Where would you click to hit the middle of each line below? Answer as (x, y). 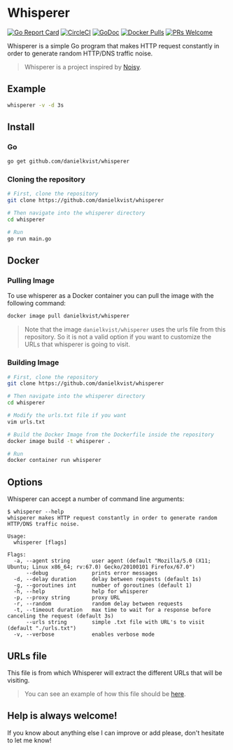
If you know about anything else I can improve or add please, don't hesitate (116, 732)
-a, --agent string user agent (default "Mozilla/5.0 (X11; (112, 561)
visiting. (19, 680)
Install (21, 127)
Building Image (33, 362)
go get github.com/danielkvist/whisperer (69, 162)
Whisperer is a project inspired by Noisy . (83, 67)
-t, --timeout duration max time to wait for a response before (112, 610)
